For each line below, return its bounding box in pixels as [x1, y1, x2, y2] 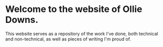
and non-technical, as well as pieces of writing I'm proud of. [5, 36, 131, 42]
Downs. [5, 14, 39, 25]
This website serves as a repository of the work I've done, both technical [5, 30, 158, 36]
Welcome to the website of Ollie [5, 3, 143, 15]
